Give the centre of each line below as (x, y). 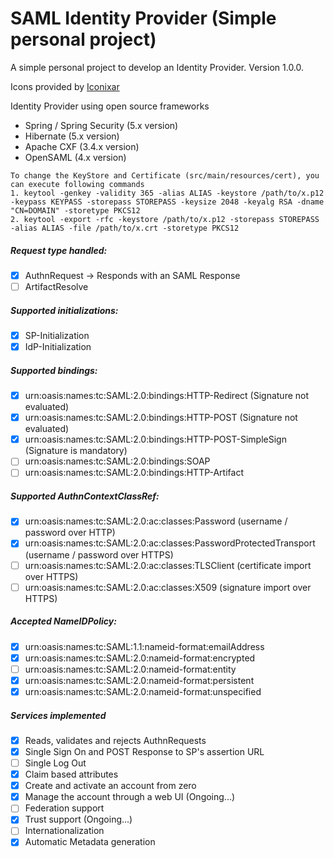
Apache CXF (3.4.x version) (82, 146)
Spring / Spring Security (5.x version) (101, 125)
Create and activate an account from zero (110, 786)
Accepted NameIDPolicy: (63, 621)
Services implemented (58, 715)
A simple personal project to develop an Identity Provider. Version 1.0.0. (157, 67)
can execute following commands (77, 184)
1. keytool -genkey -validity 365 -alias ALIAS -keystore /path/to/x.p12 (167, 193)
